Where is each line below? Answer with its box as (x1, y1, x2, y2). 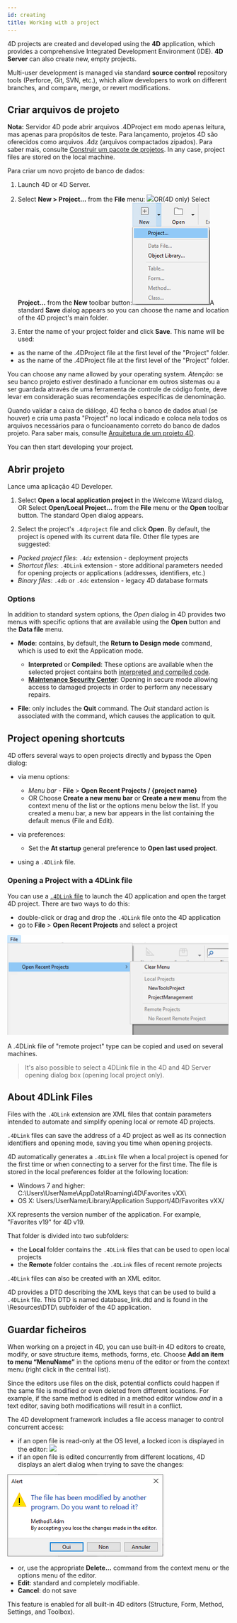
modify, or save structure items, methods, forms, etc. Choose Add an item (7, 1350, 224, 1359)
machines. (7, 1049, 37, 1058)
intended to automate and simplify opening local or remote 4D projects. (7, 1117, 216, 1126)
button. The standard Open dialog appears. (17, 511, 144, 520)
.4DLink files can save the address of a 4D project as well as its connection (7, 1131, 226, 1140)
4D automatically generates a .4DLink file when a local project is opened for (7, 1153, 229, 1161)
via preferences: (17, 830, 66, 839)
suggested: (17, 540, 51, 548)
